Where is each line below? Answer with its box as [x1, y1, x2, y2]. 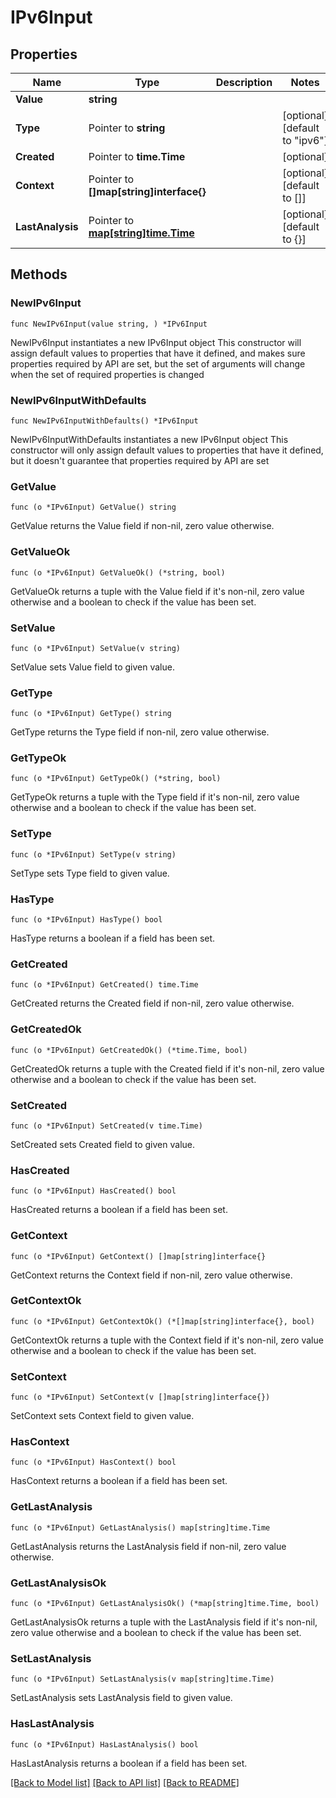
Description [215, 76, 273, 89]
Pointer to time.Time [88, 150, 186, 163]
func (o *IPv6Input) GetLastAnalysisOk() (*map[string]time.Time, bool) [10, 1599, 320, 1609]
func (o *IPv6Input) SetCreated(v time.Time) [10, 1121, 203, 1131]
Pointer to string [88, 121, 166, 135]
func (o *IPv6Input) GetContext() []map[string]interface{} [10, 1251, 267, 1261]
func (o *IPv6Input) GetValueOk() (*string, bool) [10, 567, 226, 578]
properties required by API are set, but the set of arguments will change [10, 357, 306, 370]
